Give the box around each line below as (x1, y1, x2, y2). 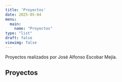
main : (10, 21, 22, 27)
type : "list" (5, 31, 33, 36)
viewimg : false (5, 40, 37, 45)
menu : (5, 17, 17, 22)
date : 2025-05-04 (5, 12, 42, 17)
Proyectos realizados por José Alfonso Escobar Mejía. (5, 54, 117, 60)
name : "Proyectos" (14, 26, 53, 31)
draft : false (5, 36, 33, 41)
